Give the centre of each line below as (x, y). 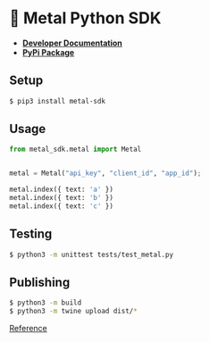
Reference (28, 329)
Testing (31, 234)
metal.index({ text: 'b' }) (62, 198)
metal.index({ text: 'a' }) (62, 190)
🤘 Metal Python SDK (85, 18)
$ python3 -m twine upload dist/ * (74, 312)
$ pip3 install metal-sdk (57, 101)
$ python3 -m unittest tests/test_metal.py (92, 254)
